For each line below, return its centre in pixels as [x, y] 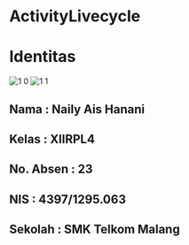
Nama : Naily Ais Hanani [77, 109]
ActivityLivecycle [75, 16]
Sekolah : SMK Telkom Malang [94, 230]
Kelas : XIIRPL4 [52, 139]
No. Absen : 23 [51, 169]
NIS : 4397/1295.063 [68, 199]
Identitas [43, 57]
